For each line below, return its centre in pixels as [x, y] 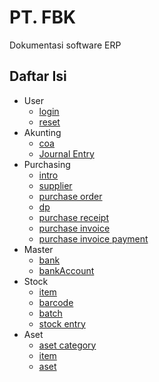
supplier [55, 185]
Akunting [42, 132]
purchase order [70, 196]
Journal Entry [66, 153]
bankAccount [66, 270]
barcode [56, 302]
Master [38, 249]
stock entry [62, 323]
